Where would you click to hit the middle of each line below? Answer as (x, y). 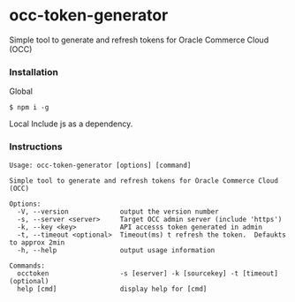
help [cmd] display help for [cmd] (112, 289)
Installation (34, 72)
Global (21, 91)
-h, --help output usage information (116, 250)
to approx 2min (37, 242)
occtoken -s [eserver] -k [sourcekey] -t (128, 273)
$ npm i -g (29, 108)
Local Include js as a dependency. (71, 124)
